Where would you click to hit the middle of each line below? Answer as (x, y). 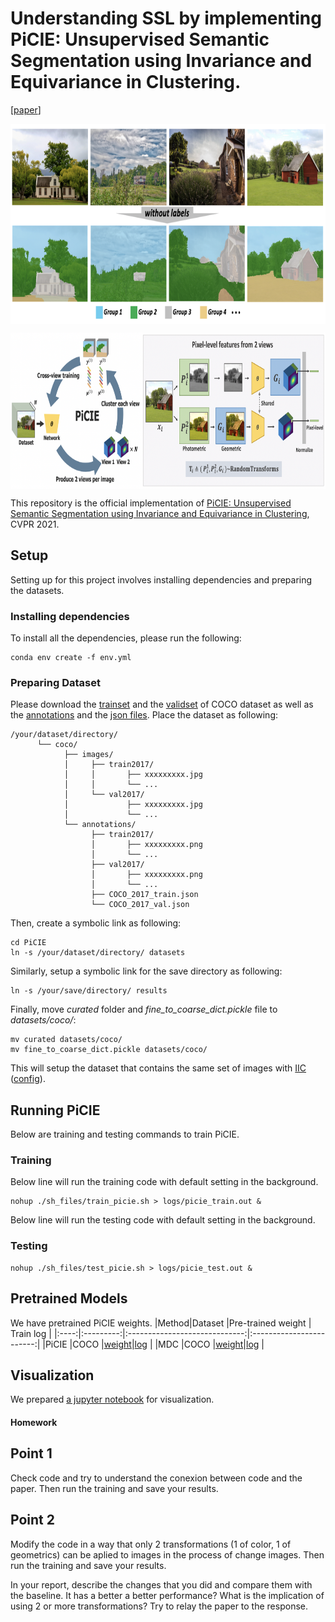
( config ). (28, 1079)
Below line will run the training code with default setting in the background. (164, 1182)
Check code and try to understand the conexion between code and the (156, 1478)
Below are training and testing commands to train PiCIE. (125, 1134)
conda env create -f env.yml (71, 658)
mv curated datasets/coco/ (66, 1040)
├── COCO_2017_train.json (144, 895)
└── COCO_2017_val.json (140, 905)
